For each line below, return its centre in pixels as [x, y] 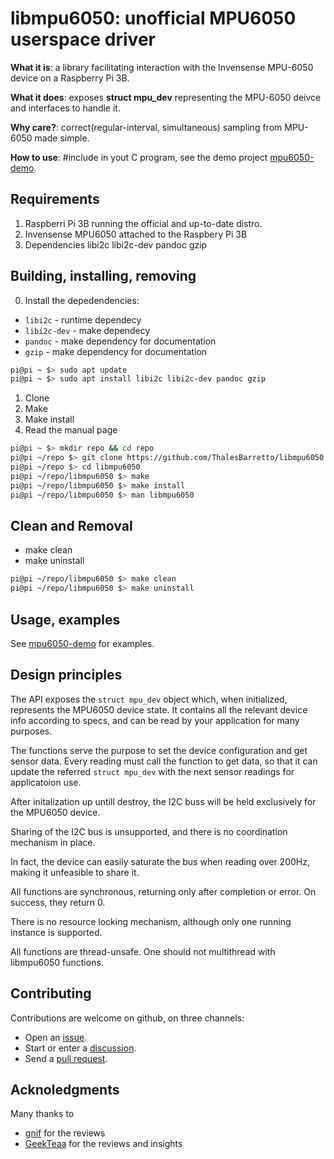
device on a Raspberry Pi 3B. [70, 78]
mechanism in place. [53, 842]
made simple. [62, 138]
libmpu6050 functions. [57, 962]
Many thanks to [42, 1114]
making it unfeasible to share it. [75, 872]
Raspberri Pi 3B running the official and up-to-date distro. [143, 223]
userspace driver [83, 39]
